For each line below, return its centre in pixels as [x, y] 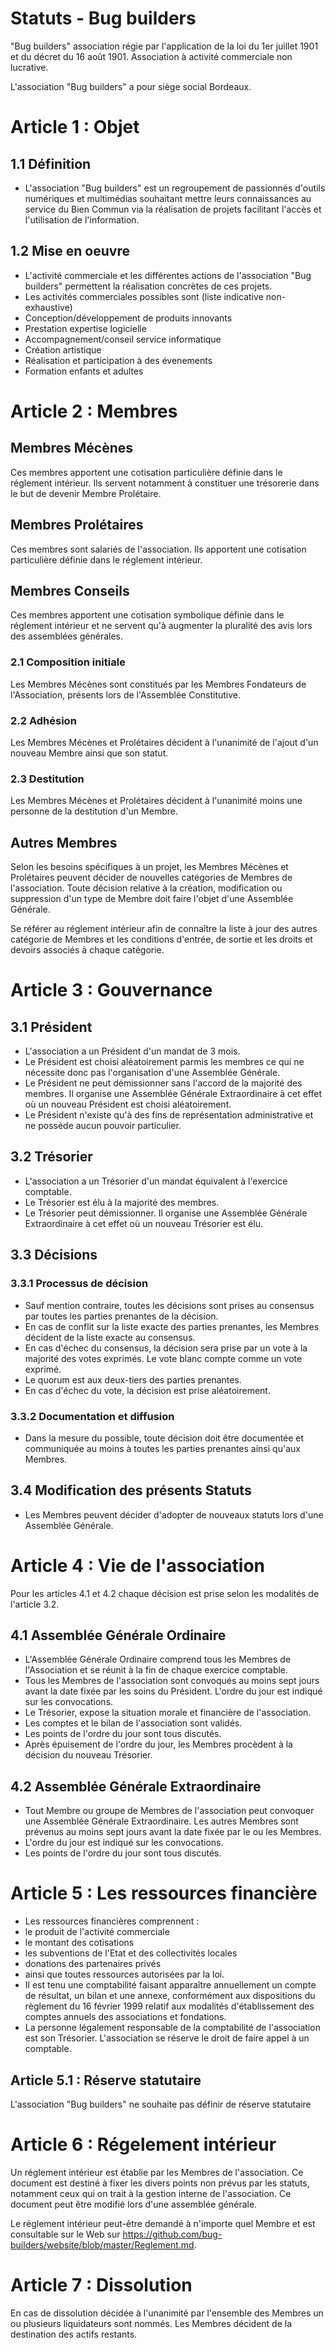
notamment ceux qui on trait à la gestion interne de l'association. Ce [151, 2193]
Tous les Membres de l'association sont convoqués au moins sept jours [172, 1681]
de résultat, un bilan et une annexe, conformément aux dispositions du [170, 1996]
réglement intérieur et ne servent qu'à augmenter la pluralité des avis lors [161, 626]
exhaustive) [48, 307]
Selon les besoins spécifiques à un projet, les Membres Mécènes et [149, 867]
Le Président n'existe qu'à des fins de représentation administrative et [169, 1115]
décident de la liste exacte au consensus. [110, 1337]
